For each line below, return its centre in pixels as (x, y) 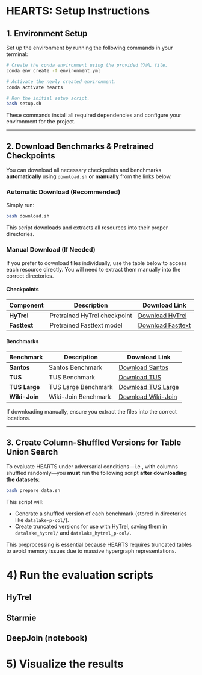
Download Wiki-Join (148, 397)
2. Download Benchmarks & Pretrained (80, 146)
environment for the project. (41, 122)
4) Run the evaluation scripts (80, 575)
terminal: (17, 54)
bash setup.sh (24, 104)
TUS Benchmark (72, 377)
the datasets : (23, 479)
